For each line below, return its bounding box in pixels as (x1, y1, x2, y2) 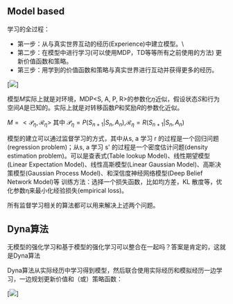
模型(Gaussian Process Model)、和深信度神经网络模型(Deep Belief (12, 169, 203, 177)
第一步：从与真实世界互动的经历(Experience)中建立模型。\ (17, 40, 184, 48)
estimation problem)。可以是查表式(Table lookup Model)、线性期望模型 (7, 151, 210, 160)
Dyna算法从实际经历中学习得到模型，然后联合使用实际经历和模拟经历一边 (7, 267, 217, 275)
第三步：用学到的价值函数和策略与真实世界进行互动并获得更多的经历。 (17, 65, 218, 74)
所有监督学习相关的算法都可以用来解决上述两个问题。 (7, 201, 159, 209)
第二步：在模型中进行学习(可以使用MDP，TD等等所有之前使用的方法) (17, 48, 214, 56)
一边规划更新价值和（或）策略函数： (19, 275, 123, 283)
